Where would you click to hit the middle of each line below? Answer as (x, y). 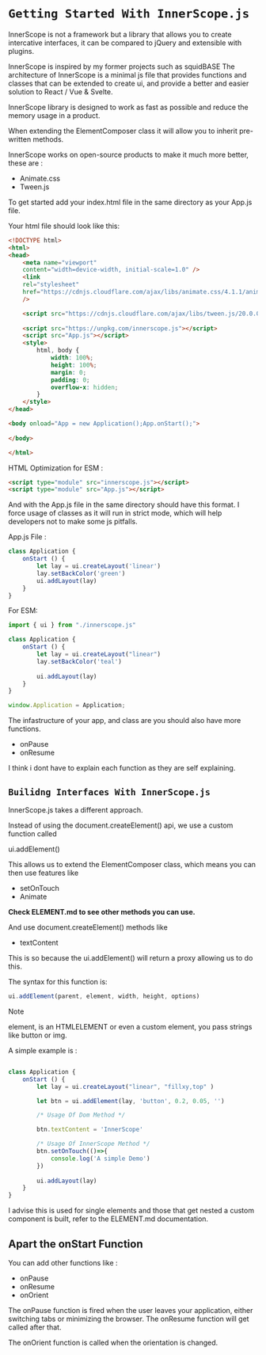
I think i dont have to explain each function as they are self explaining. (122, 768)
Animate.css (40, 178)
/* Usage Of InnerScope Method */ (93, 1144)
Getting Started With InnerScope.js (129, 14)
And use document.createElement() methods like (88, 927)
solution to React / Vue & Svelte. (61, 91)
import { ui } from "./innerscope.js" (72, 625)
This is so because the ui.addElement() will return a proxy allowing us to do (131, 958)
